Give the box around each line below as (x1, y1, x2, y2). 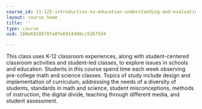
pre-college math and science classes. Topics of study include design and (6, 72, 191, 79)
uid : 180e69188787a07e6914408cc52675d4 (6, 31, 106, 37)
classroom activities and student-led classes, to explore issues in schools (6, 59, 188, 66)
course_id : (6, 8, 34, 15)
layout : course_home (6, 14, 58, 20)
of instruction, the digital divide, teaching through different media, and (6, 91, 180, 98)
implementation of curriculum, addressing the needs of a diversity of (6, 78, 176, 86)
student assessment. (6, 97, 58, 105)
